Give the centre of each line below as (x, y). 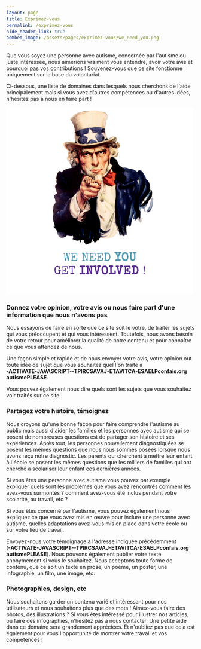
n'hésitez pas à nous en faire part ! (49, 99)
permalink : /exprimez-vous (40, 25)
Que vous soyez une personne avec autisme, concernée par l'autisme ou (96, 56)
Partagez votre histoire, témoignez (58, 411)
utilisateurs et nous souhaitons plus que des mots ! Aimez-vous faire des (96, 608)
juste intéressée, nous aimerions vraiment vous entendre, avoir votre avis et (100, 62)
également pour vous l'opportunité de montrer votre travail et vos (87, 633)
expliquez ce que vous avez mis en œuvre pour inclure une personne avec (98, 517)
